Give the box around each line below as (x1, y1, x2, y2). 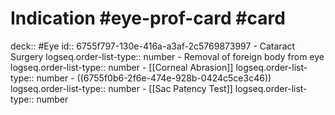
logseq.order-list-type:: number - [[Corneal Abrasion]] (10, 61, 234, 73)
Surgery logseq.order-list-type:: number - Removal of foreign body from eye (10, 50, 325, 62)
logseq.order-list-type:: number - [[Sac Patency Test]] (10, 82, 233, 94)
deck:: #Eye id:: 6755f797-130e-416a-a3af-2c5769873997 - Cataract (10, 40, 296, 52)
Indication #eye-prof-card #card (10, 7, 286, 30)
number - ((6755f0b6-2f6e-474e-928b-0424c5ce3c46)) (36, 72, 272, 84)
